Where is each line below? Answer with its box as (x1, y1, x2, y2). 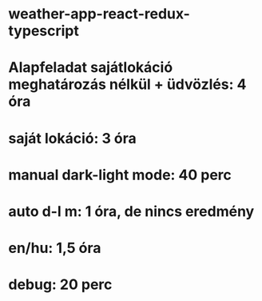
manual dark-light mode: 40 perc (8, 166, 232, 184)
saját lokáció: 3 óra (8, 129, 137, 147)
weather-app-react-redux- (8, 5, 190, 23)
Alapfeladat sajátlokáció (8, 58, 173, 77)
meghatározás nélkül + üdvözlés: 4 (8, 75, 247, 94)
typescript (8, 22, 80, 40)
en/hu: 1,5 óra (8, 239, 101, 257)
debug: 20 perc (8, 275, 113, 294)
